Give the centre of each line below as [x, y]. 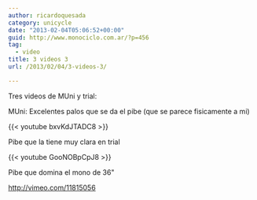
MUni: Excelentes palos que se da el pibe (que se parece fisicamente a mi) [129, 111]
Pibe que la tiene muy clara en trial [64, 142]
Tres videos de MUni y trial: [53, 96]
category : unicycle [40, 23]
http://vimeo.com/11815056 [52, 187]
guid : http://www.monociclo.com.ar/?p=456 [79, 37]
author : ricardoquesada [47, 15]
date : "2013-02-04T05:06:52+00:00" [66, 30]
